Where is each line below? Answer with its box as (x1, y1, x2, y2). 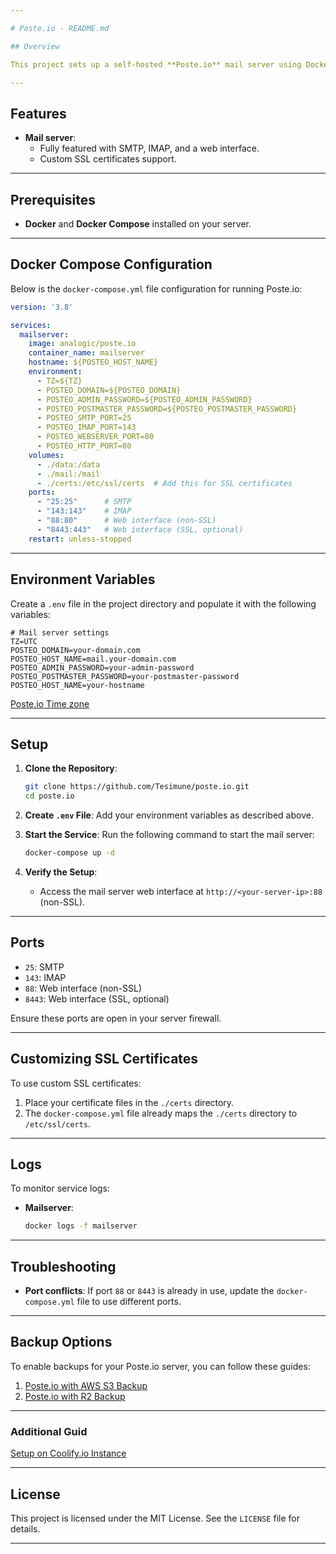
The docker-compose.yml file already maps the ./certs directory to (24, 1107, 298, 1119)
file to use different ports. (76, 1296, 182, 1308)
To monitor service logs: (10, 1182, 110, 1195)
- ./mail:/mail (36, 469, 101, 479)
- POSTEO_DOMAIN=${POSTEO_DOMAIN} (36, 385, 182, 395)
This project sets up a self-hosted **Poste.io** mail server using (10, 59, 302, 70)
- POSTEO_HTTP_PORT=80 (36, 441, 132, 451)
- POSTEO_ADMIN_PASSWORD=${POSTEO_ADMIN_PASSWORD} (36, 394, 253, 405)
